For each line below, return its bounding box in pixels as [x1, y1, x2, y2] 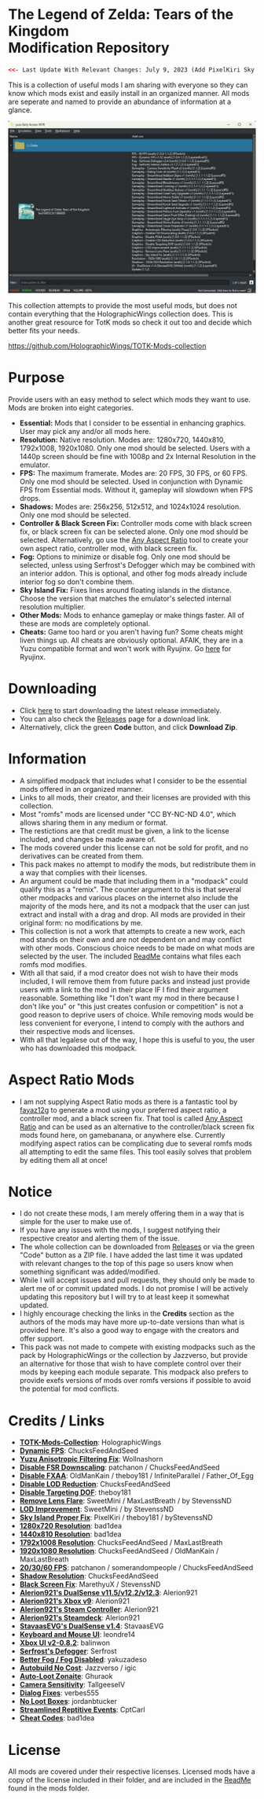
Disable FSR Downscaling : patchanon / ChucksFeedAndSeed [19, 1462, 220, 1472]
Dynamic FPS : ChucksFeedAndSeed [19, 1446, 139, 1455]
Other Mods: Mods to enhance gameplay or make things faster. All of [19, 610, 245, 620]
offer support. [19, 1334, 65, 1344]
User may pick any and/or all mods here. [19, 426, 152, 436]
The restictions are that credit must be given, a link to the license [19, 826, 229, 835]
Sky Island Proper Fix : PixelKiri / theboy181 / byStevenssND [19, 1513, 214, 1522]
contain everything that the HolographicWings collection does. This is [8, 309, 233, 318]
